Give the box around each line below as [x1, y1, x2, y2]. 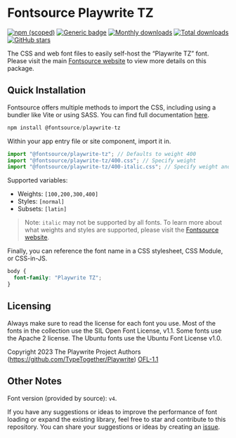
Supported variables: [7, 176, 68, 185]
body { [7, 268, 27, 275]
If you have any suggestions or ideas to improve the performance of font [7, 407, 218, 416]
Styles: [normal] [17, 197, 65, 206]
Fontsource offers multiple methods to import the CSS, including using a [7, 103, 216, 112]
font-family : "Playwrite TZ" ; [13, 274, 102, 281]
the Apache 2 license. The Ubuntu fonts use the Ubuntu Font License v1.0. [7, 333, 223, 342]
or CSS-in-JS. [7, 254, 48, 263]
